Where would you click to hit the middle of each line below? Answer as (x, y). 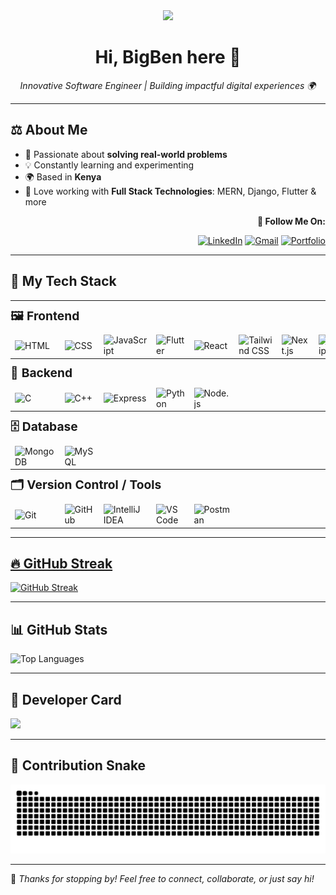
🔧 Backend (41, 372)
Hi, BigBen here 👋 (168, 57)
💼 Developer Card (66, 699)
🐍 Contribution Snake (78, 765)
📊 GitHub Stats (59, 629)
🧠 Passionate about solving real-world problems (126, 154)
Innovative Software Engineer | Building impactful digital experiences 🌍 (168, 85)
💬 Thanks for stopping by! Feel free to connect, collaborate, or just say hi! (162, 878)
